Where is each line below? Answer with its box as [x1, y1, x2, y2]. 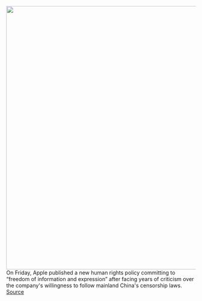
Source [6, 288, 24, 295]
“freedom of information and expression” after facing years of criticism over [6, 276, 194, 282]
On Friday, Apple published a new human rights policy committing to [6, 269, 176, 276]
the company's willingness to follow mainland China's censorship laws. [6, 282, 182, 289]
